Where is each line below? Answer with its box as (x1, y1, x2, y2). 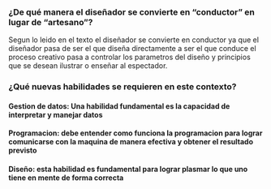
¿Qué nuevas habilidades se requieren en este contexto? (8, 81, 237, 92)
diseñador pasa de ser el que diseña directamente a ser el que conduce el (8, 44, 257, 54)
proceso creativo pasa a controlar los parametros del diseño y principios (8, 52, 252, 62)
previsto (8, 145, 37, 156)
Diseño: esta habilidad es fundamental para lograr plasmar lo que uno (8, 165, 248, 174)
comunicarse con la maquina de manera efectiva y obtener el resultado (8, 137, 254, 147)
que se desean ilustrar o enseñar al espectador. (8, 61, 168, 71)
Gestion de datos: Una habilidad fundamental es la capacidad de (8, 101, 230, 111)
